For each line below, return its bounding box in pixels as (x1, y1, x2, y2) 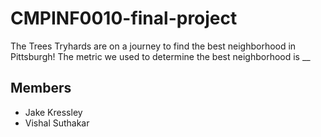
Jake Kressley (24, 106, 83, 118)
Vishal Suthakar (24, 117, 90, 129)
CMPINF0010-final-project (10, 7, 238, 30)
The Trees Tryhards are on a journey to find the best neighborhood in (10, 40, 297, 52)
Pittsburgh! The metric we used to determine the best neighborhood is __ (10, 50, 311, 62)
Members (10, 80, 72, 97)
